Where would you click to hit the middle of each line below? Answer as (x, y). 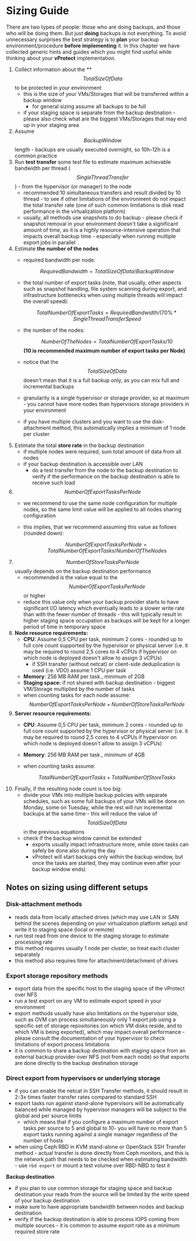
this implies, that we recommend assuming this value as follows (100, 527)
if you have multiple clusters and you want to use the (87, 421)
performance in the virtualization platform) (74, 211)
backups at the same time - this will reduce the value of (90, 813)
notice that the (41, 362)
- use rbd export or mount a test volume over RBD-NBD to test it (92, 1166)
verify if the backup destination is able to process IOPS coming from (97, 1219)
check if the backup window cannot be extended (82, 838)
